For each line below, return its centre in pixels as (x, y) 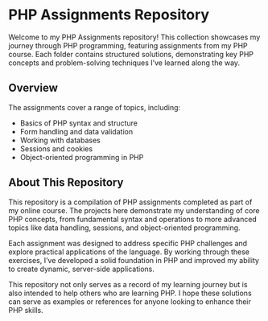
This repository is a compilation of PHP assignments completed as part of (130, 202)
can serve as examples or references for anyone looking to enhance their (130, 301)
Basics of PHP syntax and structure (79, 123)
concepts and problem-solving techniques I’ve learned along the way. (124, 63)
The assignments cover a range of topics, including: (95, 107)
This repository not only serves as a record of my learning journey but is (128, 284)
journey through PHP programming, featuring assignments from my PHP (128, 45)
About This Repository (66, 183)
